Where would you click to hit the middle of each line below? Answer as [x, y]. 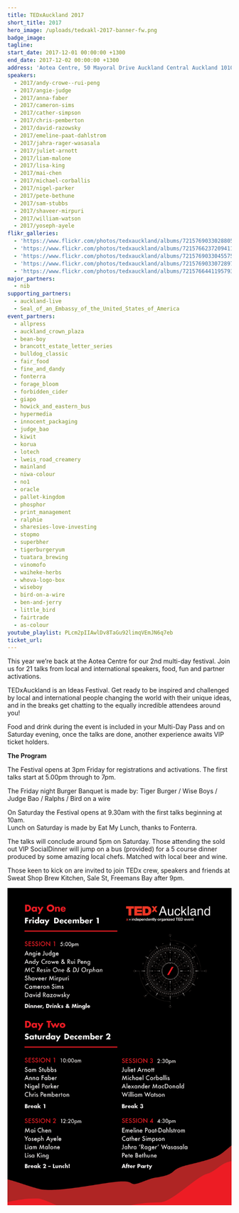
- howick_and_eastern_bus [52, 407]
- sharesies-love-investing [55, 527]
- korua [25, 444]
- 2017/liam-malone [43, 158]
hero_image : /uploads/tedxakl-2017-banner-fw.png [83, 30]
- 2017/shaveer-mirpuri [49, 211]
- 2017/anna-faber [41, 98]
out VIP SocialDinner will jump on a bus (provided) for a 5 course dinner [112, 849]
